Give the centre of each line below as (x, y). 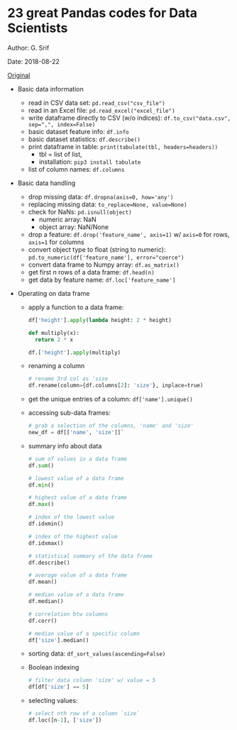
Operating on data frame (54, 293)
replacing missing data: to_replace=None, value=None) (108, 204)
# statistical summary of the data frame (90, 556)
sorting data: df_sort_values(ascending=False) (97, 653)
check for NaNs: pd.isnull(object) (80, 211)
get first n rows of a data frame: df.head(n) (91, 272)
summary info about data (65, 446)
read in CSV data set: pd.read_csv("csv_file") (97, 103)
